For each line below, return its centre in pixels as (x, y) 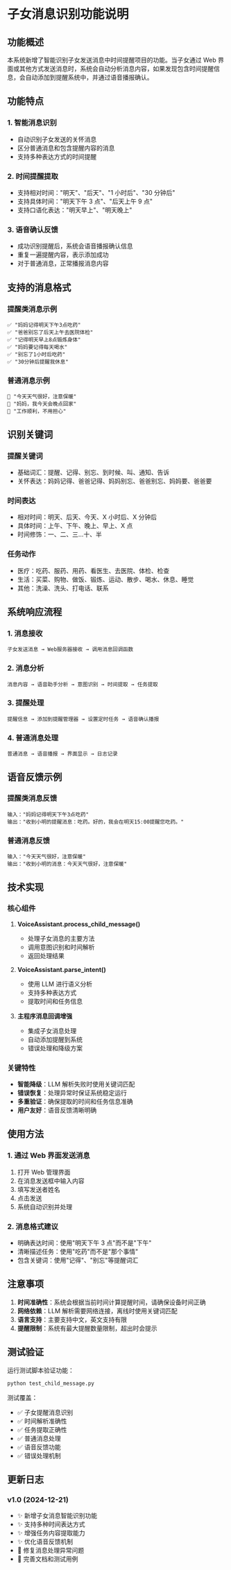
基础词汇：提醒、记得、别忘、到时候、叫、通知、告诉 (93, 472)
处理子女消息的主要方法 (61, 938)
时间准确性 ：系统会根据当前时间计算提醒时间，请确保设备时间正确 (111, 1302)
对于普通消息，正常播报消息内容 (63, 264)
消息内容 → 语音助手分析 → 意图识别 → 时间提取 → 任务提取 (83, 684)
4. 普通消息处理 (33, 737)
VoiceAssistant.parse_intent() (61, 969)
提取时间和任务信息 (55, 1001)
